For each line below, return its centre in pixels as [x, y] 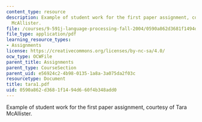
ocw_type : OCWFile [29, 56]
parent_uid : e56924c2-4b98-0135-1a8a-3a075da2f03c [71, 73]
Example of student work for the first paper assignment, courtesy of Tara [97, 107]
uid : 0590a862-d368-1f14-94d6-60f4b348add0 [62, 90]
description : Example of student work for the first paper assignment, [98, 17]
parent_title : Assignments [40, 62]
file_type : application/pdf [41, 34]
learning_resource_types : [38, 40]
